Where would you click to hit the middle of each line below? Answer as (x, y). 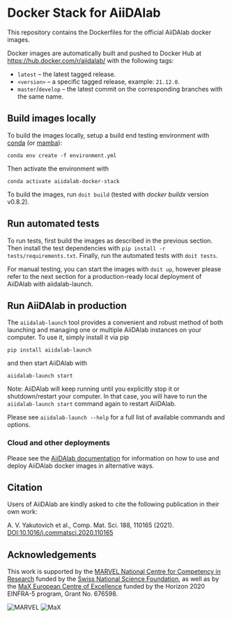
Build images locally (52, 118)
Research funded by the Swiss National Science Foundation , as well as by (113, 579)
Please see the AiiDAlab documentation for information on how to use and (113, 458)
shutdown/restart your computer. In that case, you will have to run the (107, 396)
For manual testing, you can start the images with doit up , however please (114, 269)
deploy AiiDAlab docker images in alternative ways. (81, 466)
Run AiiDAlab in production (67, 306)
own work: (22, 512)
